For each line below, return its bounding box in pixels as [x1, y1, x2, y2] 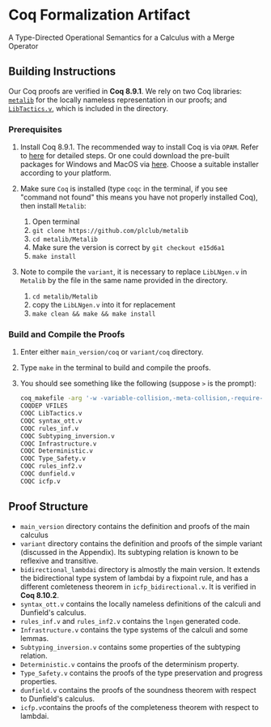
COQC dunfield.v [19, 470, 75, 478]
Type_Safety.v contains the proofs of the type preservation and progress [19, 668, 263, 678]
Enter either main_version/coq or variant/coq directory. [19, 347, 204, 357]
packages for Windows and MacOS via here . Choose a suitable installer [19, 160, 259, 170]
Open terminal [32, 217, 80, 226]
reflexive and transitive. [19, 556, 99, 566]
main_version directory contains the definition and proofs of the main [19, 521, 251, 531]
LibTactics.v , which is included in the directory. [8, 103, 168, 113]
